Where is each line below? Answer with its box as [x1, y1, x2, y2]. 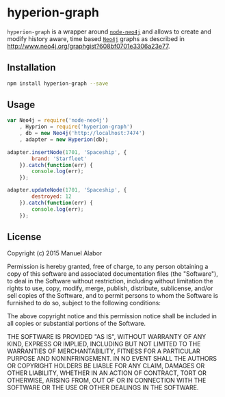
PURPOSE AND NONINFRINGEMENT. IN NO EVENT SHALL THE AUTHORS [7, 355, 217, 363]
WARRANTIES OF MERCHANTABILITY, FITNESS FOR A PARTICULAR [7, 347, 200, 355]
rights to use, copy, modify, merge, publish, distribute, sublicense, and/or [7, 284, 213, 292]
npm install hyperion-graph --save [7, 80, 109, 87]
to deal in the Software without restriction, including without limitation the [7, 277, 213, 285]
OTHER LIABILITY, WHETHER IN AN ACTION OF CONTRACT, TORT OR [7, 369, 207, 377]
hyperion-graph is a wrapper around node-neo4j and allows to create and [7, 27, 212, 36]
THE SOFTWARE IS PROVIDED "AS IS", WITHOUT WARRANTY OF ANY [7, 333, 207, 341]
